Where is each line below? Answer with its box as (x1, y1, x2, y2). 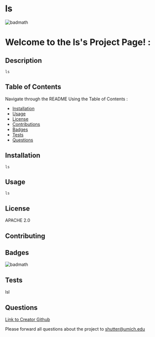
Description (5, 56, 42, 65)
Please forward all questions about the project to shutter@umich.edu (5, 326, 145, 332)
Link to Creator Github (5, 317, 50, 323)
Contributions (12, 121, 40, 127)
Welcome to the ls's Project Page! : (5, 37, 151, 48)
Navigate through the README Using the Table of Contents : (5, 96, 128, 102)
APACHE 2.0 (5, 217, 31, 223)
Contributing (5, 232, 45, 240)
